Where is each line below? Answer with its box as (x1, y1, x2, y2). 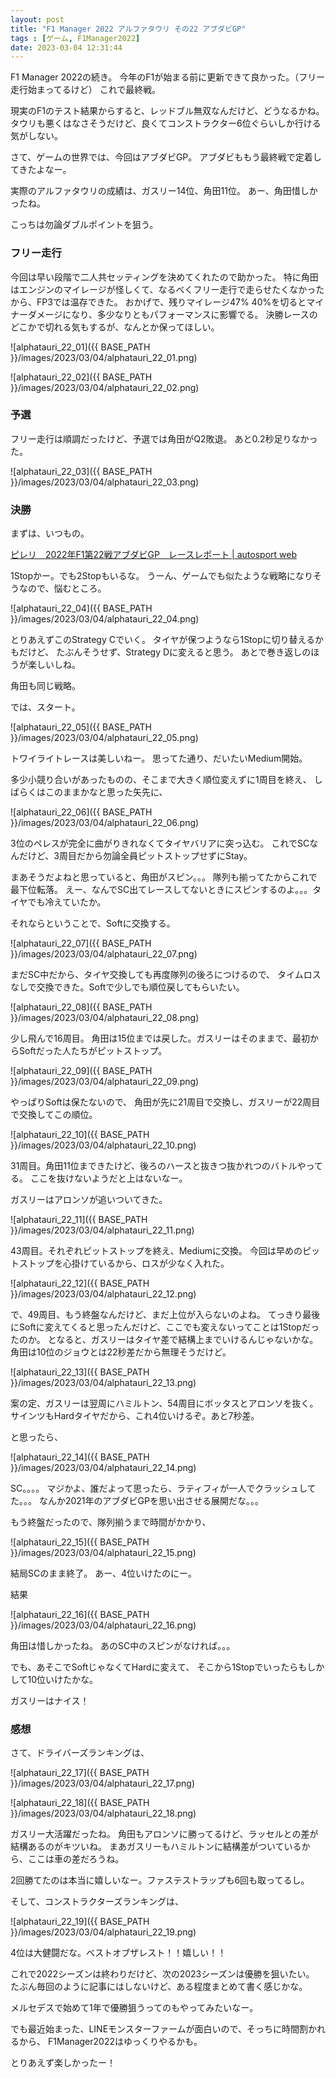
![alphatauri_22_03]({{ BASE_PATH (10, 465, 153, 477)
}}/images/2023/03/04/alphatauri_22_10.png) (10, 1139, 197, 1151)
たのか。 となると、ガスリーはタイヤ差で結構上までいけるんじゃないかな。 (10, 1334, 319, 1346)
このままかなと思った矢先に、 (44, 786, 168, 798)
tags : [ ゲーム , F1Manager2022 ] (10, 33, 141, 43)
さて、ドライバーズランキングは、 (10, 1747, 150, 1759)
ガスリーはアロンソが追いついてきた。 (10, 1194, 168, 1206)
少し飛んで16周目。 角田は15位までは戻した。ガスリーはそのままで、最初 (10, 1032, 311, 1045)
